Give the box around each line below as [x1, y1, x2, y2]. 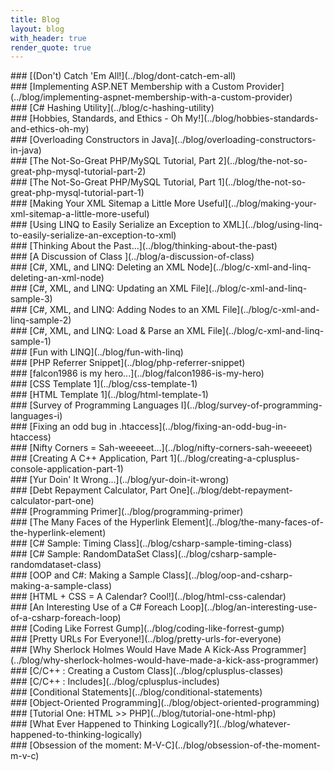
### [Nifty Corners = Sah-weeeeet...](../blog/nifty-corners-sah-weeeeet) [10, 442, 313, 454]
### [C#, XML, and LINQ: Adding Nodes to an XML [10, 304, 221, 316]
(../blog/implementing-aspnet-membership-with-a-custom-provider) [10, 91, 293, 103]
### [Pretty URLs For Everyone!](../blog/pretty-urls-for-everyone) [10, 633, 282, 645]
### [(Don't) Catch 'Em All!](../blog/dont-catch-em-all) [10, 70, 237, 82]
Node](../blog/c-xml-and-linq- [187, 261, 312, 273]
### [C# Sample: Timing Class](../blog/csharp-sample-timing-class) [10, 537, 293, 550]
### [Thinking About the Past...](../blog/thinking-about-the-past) [10, 240, 278, 252]
